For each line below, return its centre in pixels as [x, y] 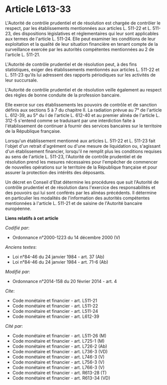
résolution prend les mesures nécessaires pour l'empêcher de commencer [82, 162]
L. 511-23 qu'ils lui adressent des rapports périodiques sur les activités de [80, 75]
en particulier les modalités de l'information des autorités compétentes [78, 198]
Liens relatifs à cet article [32, 218]
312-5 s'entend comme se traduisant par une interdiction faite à [70, 120]
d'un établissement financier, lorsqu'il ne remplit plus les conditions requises [83, 151]
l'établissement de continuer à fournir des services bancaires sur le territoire [83, 126]
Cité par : [14, 326]
